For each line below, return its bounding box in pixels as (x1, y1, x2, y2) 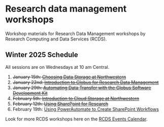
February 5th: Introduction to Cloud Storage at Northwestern (12, 95, 140, 101)
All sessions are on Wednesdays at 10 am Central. (5, 64, 110, 70)
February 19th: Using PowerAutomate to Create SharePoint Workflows (12, 106, 159, 112)
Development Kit (12, 90, 48, 96)
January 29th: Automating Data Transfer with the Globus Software (12, 84, 151, 91)
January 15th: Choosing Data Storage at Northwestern (12, 74, 126, 80)
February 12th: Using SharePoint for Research (12, 101, 108, 107)
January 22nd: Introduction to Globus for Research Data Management (12, 79, 159, 85)
